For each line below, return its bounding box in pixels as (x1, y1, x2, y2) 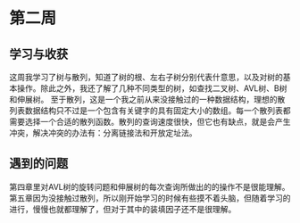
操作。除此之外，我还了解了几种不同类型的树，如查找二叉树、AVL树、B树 (16, 83, 287, 94)
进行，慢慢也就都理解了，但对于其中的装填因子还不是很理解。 (9, 203, 237, 214)
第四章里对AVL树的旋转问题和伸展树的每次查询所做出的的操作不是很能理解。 (9, 181, 290, 192)
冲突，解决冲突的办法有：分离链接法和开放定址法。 (9, 128, 197, 138)
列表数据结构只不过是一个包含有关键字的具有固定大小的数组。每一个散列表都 (9, 105, 291, 116)
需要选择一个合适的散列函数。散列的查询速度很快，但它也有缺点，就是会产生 (9, 117, 291, 127)
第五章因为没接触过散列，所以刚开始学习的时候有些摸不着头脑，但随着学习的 (9, 193, 291, 203)
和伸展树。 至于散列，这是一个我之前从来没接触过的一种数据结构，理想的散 (9, 95, 286, 104)
